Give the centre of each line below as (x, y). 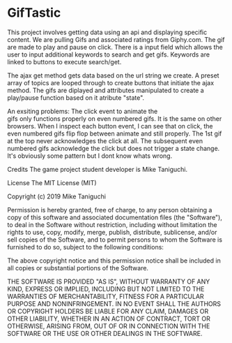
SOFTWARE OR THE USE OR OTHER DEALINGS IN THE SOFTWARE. (105, 333)
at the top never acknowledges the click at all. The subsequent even (105, 140)
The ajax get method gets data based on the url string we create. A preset (113, 75)
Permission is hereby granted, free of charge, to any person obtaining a (110, 210)
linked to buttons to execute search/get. (64, 61)
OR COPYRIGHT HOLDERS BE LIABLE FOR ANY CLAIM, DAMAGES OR (108, 311)
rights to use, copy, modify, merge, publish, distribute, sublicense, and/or (112, 232)
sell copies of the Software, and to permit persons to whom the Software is (115, 240)
